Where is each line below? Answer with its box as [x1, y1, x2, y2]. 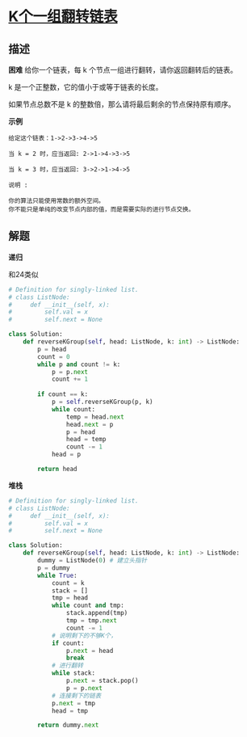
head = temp [65, 436, 107, 444]
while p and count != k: [37, 360, 121, 368]
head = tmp [51, 706, 89, 715]
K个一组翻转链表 [8, 7, 119, 26]
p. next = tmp [51, 699, 95, 707]
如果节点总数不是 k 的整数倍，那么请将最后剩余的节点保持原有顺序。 [8, 99, 236, 109]
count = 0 [37, 352, 70, 360]
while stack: [51, 669, 95, 677]
